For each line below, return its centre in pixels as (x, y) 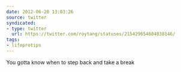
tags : (13, 40)
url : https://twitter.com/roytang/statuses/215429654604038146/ (93, 34)
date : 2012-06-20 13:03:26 (40, 12)
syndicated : (21, 23)
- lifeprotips (24, 46)
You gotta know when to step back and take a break (70, 62)
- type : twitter (26, 28)
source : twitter (26, 17)
